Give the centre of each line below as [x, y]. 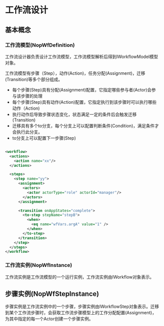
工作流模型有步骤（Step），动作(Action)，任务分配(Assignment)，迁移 [75, 73]
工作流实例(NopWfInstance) [39, 265]
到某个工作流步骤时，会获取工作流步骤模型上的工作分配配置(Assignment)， [81, 313]
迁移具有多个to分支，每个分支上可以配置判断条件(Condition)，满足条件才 [85, 125]
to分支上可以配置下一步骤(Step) [44, 138]
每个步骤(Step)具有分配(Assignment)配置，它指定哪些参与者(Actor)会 [82, 89]
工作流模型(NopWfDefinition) [40, 45]
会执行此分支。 [27, 132]
